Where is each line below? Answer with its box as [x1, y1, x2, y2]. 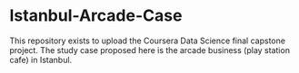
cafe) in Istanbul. [9, 54, 73, 65]
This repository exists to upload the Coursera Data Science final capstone [9, 35, 286, 46]
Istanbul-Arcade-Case [9, 5, 183, 26]
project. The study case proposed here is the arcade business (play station [9, 44, 291, 55]
